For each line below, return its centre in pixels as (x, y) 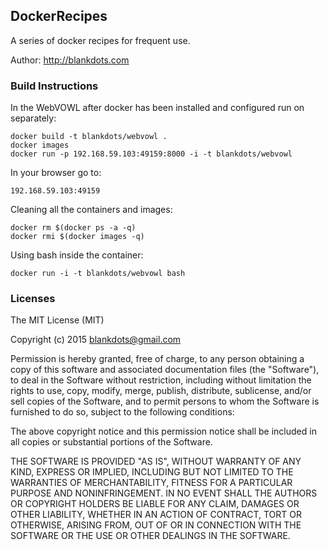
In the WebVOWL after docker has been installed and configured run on (157, 108)
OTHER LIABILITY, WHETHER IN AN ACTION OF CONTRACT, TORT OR (156, 515)
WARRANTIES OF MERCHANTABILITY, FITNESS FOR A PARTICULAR (151, 483)
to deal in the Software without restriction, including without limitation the (161, 380)
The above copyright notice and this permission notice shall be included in (163, 431)
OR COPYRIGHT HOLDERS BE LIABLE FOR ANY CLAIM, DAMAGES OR (155, 504)
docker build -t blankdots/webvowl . (89, 137)
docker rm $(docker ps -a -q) (73, 228)
